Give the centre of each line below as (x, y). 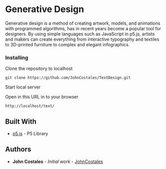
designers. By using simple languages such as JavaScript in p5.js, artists (80, 34)
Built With (21, 121)
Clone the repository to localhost (39, 68)
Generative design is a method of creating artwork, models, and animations (83, 23)
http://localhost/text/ (30, 106)
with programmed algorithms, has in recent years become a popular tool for (83, 28)
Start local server (23, 87)
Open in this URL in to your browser (42, 97)
